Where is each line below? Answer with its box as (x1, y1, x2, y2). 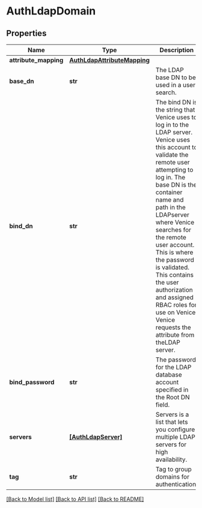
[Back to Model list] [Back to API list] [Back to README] (6, 495, 144, 503)
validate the (155, 151, 189, 159)
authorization (155, 286, 194, 294)
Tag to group (155, 465, 192, 473)
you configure (155, 425, 195, 434)
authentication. (155, 480, 198, 488)
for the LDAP (155, 363, 192, 371)
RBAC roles (155, 301, 188, 309)
